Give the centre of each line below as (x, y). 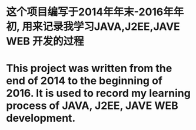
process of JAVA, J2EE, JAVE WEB (92, 106)
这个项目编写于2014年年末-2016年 (90, 12)
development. (41, 118)
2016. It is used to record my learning (99, 93)
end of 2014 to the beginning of (84, 81)
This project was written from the (89, 69)
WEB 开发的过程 (45, 41)
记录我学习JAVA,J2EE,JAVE (112, 27)
